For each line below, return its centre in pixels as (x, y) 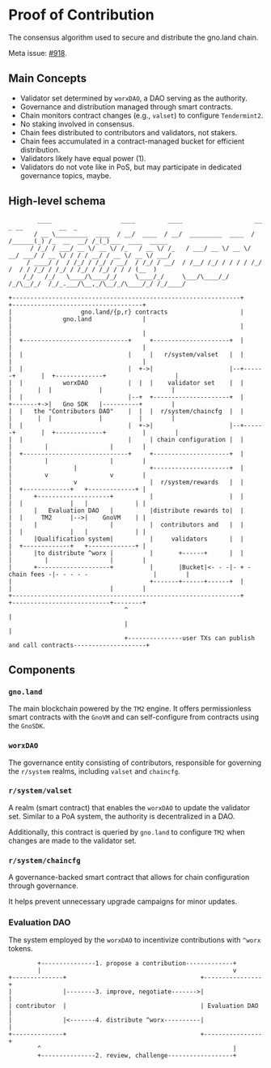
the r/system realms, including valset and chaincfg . (94, 771)
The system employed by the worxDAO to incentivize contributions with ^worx (135, 940)
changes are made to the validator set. (73, 840)
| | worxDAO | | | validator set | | (126, 382)
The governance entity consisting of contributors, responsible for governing (135, 763)
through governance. (43, 886)
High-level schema (57, 201)
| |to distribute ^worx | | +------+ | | (126, 553)
